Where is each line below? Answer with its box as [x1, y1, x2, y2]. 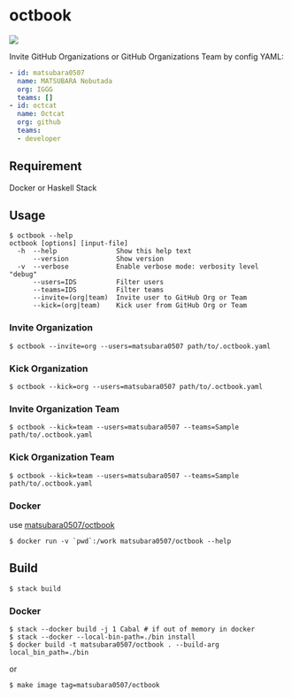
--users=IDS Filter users [32, 278, 165, 287]
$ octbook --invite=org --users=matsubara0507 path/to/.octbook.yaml [9, 342, 272, 351]
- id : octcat [9, 101, 58, 111]
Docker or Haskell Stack [9, 182, 97, 193]
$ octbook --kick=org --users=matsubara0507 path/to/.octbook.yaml [9, 383, 264, 392]
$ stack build [9, 584, 62, 593]
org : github [17, 118, 62, 127]
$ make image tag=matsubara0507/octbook [9, 681, 161, 690]
